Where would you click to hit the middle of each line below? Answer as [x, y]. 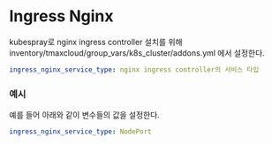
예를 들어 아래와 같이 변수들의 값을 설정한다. [85, 115]
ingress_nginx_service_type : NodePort [80, 132]
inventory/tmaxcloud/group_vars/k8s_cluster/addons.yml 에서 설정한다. [137, 53]
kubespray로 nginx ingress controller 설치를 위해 [96, 42]
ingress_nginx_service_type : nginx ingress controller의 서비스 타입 [134, 69]
